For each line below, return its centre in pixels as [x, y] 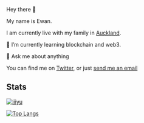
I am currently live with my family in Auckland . [64, 33]
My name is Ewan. [29, 21]
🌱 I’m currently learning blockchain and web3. [64, 45]
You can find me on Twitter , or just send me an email [72, 68]
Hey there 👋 [21, 9]
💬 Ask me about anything [38, 56]
